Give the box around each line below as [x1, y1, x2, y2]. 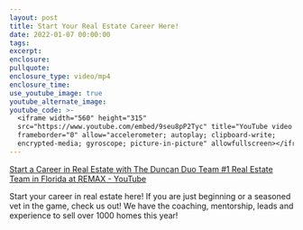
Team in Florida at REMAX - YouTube [9, 173, 147, 184]
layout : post [9, 13, 59, 23]
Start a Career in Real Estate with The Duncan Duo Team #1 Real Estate [9, 163, 273, 174]
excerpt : [9, 47, 42, 56]
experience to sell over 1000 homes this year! [9, 209, 179, 221]
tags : [9, 38, 30, 48]
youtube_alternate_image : [9, 97, 106, 106]
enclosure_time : [9, 80, 70, 89]
